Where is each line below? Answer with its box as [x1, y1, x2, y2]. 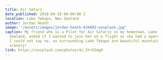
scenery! [9, 43, 27, 48]
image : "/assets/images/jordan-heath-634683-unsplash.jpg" [5, 25, 127, 30]
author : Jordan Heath [5, 20, 49, 26]
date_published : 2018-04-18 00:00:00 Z [5, 12, 86, 16]
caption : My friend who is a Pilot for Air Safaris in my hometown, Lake [5, 30, 158, 34]
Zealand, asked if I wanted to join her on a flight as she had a [9, 34, 147, 39]
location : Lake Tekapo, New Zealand [5, 16, 79, 21]
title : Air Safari [5, 7, 42, 12]
